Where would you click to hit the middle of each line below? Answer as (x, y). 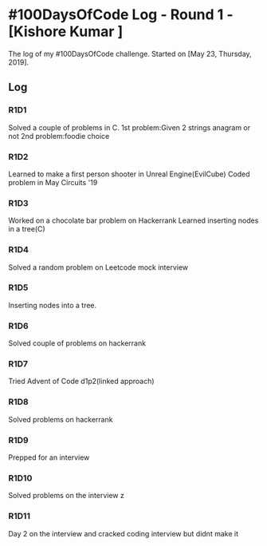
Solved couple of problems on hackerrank (77, 343)
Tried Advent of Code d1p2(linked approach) (81, 382)
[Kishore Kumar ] (66, 32)
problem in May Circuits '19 (53, 182)
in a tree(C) (27, 229)
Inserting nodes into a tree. (53, 305)
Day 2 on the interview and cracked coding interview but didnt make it (124, 533)
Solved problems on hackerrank (61, 419)
